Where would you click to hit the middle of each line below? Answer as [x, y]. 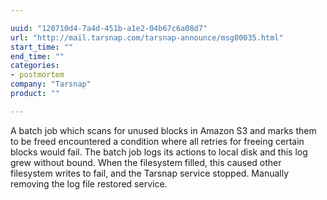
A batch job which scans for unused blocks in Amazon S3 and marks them [163, 130]
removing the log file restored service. [89, 183]
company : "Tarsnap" [51, 84]
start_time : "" [42, 47]
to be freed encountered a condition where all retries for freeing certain [157, 141]
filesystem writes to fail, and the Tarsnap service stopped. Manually [150, 173]
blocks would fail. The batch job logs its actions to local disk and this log [159, 152]
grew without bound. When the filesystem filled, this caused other [146, 162]
